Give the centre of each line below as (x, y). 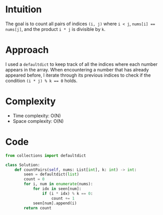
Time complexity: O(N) (37, 115)
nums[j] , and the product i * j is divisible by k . (55, 29)
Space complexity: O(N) (38, 121)
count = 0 (34, 179)
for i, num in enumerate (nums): (59, 184)
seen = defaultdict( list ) (52, 174)
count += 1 (63, 198)
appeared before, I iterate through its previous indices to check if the (78, 75)
